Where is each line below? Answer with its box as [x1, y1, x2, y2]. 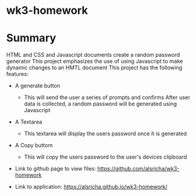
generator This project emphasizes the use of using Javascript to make [6, 58, 183, 65]
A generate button [14, 82, 60, 89]
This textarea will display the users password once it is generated [24, 130, 187, 138]
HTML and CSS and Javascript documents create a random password [6, 51, 180, 58]
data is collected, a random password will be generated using [24, 100, 177, 107]
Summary [6, 31, 56, 45]
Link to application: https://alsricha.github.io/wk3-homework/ [14, 183, 168, 191]
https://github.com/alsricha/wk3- [97, 165, 180, 172]
